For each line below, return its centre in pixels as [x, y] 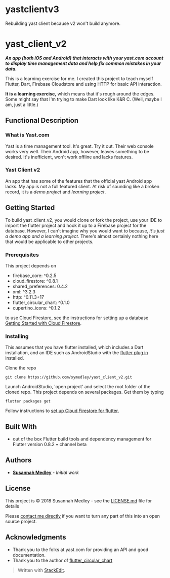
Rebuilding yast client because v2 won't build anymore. [63, 23]
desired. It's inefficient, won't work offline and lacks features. [69, 157]
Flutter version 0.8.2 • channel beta [50, 445]
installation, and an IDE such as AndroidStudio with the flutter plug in [77, 353]
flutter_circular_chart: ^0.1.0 [41, 302]
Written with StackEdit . [41, 570]
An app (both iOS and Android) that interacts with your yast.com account [84, 58]
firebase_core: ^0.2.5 [34, 276]
